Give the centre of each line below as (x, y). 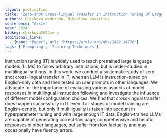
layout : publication (27, 10)
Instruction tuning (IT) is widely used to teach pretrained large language (79, 61)
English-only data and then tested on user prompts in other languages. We (82, 82)
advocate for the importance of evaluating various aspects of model (75, 87)
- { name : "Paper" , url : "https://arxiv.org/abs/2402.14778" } (74, 42)
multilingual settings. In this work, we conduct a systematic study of (75, 71)
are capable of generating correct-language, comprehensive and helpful (79, 119)
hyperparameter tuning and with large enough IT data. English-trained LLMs (83, 114)
